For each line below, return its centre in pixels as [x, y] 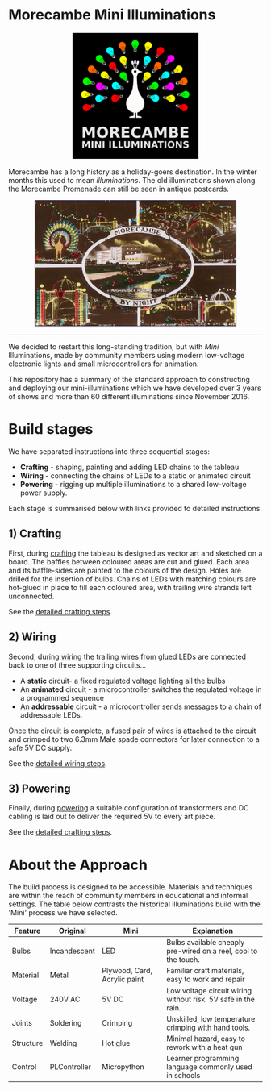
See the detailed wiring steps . [58, 763]
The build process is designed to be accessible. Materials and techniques [131, 887]
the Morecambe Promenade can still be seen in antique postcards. [119, 189]
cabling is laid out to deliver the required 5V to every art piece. [112, 817]
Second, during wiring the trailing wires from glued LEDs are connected [127, 656]
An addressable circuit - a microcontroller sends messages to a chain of [141, 706]
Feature [27, 931]
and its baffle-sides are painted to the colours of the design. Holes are [125, 570]
